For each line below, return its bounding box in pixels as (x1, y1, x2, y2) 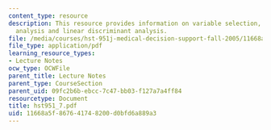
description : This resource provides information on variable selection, (8, 19, 262, 27)
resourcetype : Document (8, 94, 89, 103)
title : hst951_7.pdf (8, 102, 78, 110)
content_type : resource (8, 11, 89, 20)
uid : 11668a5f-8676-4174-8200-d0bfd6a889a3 (8, 110, 157, 118)
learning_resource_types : (8, 49, 95, 57)
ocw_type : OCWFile (8, 65, 70, 73)
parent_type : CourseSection (8, 79, 103, 87)
